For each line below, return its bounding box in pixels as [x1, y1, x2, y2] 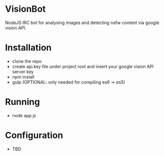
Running [5, 97, 40, 107]
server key [12, 69, 34, 75]
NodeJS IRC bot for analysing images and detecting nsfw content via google [5, 20, 160, 26]
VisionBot [5, 3, 46, 15]
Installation [5, 42, 52, 53]
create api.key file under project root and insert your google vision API [12, 63, 154, 69]
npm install [12, 74, 35, 79]
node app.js [12, 112, 36, 118]
